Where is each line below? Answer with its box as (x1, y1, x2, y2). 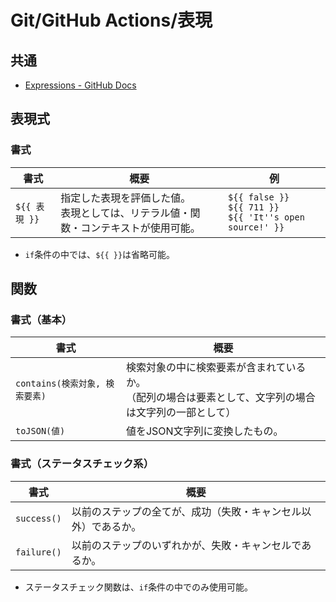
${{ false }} (228, 191, 290, 203)
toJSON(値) (15, 426, 66, 437)
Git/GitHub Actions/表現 (10, 9, 213, 32)
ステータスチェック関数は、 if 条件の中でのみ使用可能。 (24, 581, 254, 593)
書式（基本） (10, 313, 73, 326)
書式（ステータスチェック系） (10, 457, 155, 471)
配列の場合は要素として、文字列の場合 (135, 391, 316, 405)
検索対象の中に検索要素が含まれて (125, 361, 287, 375)
